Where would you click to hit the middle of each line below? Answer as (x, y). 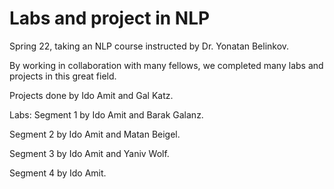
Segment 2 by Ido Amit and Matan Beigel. (95, 134)
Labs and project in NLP (110, 18)
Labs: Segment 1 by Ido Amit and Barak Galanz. (106, 114)
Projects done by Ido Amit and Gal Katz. (91, 95)
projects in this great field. (63, 76)
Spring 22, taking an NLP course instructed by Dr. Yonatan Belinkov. (149, 46)
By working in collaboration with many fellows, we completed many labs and (166, 65)
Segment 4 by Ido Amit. (58, 173)
